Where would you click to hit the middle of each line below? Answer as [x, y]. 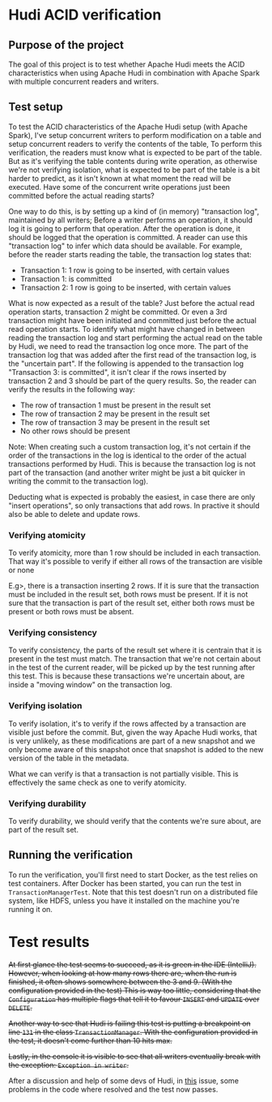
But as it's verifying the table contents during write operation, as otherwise [133, 161]
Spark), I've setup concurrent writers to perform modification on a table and [135, 135]
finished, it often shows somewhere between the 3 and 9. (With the [120, 981]
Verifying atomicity [47, 535]
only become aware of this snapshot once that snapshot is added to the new [136, 749]
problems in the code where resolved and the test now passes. [113, 1089]
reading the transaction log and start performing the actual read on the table [136, 338]
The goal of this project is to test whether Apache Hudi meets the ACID [127, 64]
